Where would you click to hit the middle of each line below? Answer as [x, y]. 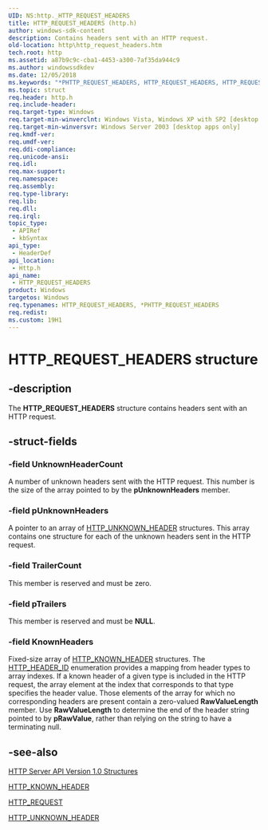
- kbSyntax [30, 239]
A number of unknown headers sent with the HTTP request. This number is [132, 482]
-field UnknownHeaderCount [66, 464]
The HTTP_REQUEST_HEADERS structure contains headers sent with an [128, 408]
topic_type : [28, 223]
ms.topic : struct [37, 90]
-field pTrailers [37, 603]
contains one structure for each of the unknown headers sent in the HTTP [130, 536]
